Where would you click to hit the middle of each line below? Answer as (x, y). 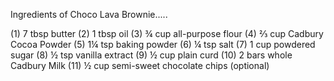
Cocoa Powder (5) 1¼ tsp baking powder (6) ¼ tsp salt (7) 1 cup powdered (163, 44)
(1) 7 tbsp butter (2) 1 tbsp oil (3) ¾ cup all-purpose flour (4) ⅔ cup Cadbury (167, 33)
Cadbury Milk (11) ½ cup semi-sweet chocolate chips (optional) (140, 65)
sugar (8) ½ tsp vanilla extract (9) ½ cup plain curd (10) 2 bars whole (151, 55)
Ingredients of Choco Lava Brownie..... (89, 14)
